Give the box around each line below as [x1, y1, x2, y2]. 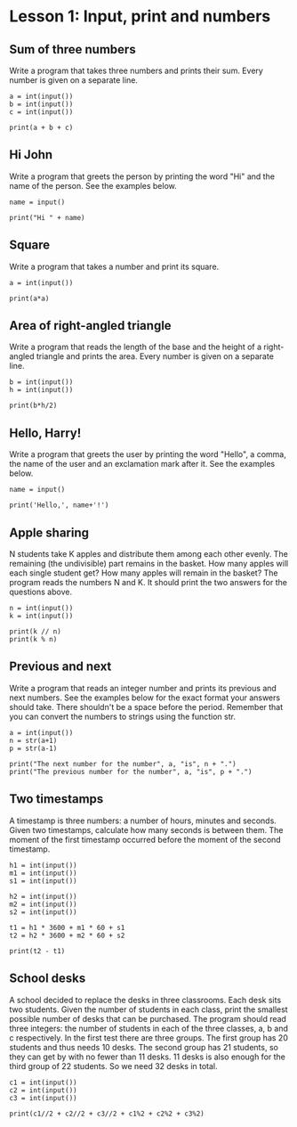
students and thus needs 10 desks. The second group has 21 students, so [9, 1041, 278, 1052]
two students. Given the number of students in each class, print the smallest [9, 1004, 288, 1015]
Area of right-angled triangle [9, 318, 172, 333]
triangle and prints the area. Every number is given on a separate [36, 351, 274, 362]
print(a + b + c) [9, 123, 74, 132]
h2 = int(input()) [9, 892, 77, 901]
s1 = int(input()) [9, 876, 77, 886]
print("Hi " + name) [9, 213, 86, 222]
